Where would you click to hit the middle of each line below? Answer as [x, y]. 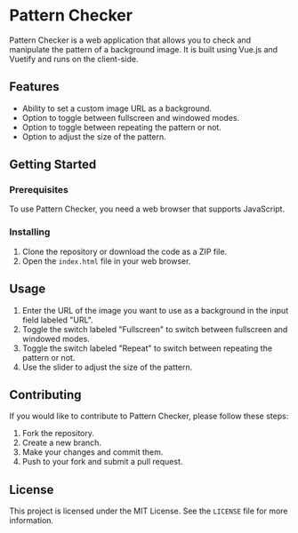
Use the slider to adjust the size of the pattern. [107, 367]
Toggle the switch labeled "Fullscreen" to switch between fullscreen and [155, 329]
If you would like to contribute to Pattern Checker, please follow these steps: [149, 416]
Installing [30, 232]
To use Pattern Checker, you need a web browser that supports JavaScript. [147, 209]
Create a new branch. [62, 443]
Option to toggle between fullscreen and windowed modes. [131, 117]
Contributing [45, 395]
